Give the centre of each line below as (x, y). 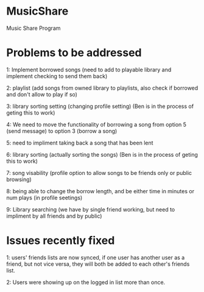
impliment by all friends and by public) (54, 216)
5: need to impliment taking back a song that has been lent (80, 143)
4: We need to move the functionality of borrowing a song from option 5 (97, 124)
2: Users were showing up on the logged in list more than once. (86, 282)
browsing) (19, 179)
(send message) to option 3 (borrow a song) (62, 131)
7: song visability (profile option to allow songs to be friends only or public (99, 173)
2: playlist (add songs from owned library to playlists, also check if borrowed (102, 88)
